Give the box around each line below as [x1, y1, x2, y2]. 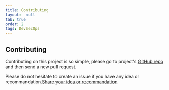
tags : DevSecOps [5, 26, 40, 31]
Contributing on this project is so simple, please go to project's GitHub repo [5, 58, 164, 64]
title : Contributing [5, 7, 49, 13]
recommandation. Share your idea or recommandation [5, 79, 118, 85]
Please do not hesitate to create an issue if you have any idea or [5, 73, 140, 79]
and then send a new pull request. [5, 64, 77, 70]
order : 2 [5, 21, 24, 27]
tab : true [5, 17, 26, 22]
